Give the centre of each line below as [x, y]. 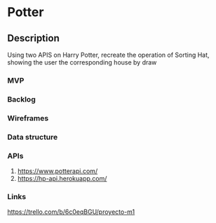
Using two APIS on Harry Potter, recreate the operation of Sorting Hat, [108, 55]
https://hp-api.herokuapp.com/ [62, 178]
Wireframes [28, 118]
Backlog [22, 99]
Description [33, 38]
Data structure [33, 137]
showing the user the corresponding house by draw [82, 62]
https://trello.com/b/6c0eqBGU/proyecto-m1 [71, 212]
